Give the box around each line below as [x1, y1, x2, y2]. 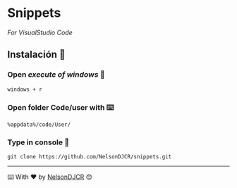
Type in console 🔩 [7, 137, 69, 147]
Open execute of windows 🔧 [7, 70, 106, 80]
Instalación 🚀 [7, 49, 66, 61]
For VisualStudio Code [7, 28, 73, 37]
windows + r [7, 86, 42, 93]
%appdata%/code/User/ [7, 121, 71, 128]
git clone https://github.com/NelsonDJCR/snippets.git [7, 153, 172, 161]
